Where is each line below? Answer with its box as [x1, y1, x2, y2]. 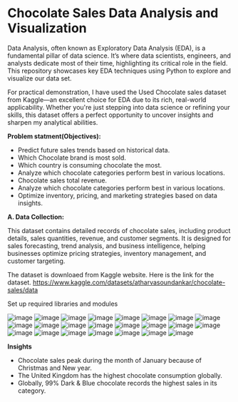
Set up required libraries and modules [7, 299, 118, 308]
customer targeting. [7, 257, 66, 265]
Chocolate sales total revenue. [17, 176, 108, 185]
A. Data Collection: [7, 212, 64, 221]
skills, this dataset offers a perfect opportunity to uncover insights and [7, 110, 214, 119]
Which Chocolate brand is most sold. [17, 153, 127, 162]
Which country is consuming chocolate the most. [17, 160, 162, 169]
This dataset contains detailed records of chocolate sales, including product [7, 226, 231, 234]
